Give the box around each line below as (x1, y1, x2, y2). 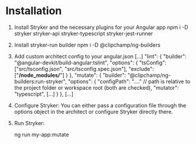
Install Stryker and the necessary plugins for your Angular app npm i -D (14, 24, 189, 31)
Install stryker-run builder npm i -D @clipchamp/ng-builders (14, 41, 160, 48)
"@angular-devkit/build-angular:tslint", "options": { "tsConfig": (14, 59, 167, 66)
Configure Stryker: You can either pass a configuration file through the (14, 102, 187, 109)
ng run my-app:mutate (14, 131, 69, 138)
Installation (5, 4, 62, 18)
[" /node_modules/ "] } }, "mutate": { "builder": (14, 71, 127, 78)
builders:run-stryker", (14, 78, 67, 85)
